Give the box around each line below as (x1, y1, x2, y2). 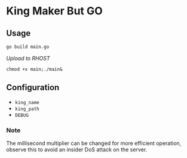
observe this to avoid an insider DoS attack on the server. (6, 145, 148, 153)
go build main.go (6, 44, 50, 50)
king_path (14, 106, 40, 112)
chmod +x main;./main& (6, 66, 63, 72)
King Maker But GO (6, 4, 103, 18)
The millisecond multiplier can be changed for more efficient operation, (6, 139, 182, 147)
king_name (14, 99, 40, 105)
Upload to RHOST (6, 54, 50, 62)
